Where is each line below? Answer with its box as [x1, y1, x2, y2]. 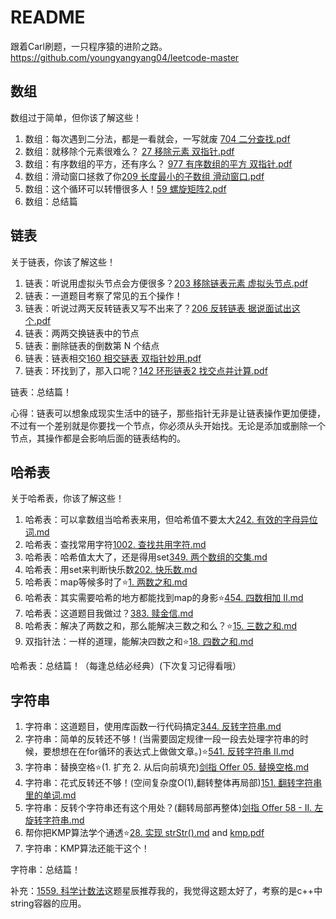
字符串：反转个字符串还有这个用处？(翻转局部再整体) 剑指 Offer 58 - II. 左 [24, 802, 324, 814]
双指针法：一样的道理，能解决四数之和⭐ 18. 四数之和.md [24, 636, 254, 648]
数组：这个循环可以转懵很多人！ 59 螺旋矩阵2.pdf [24, 182, 227, 195]
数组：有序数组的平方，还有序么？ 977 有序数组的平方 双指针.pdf [24, 157, 293, 170]
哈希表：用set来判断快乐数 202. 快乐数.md [24, 564, 198, 576]
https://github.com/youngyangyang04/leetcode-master [10, 51, 240, 63]
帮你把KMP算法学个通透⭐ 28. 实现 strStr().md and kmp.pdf [24, 827, 265, 839]
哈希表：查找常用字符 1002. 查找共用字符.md [24, 539, 207, 551]
